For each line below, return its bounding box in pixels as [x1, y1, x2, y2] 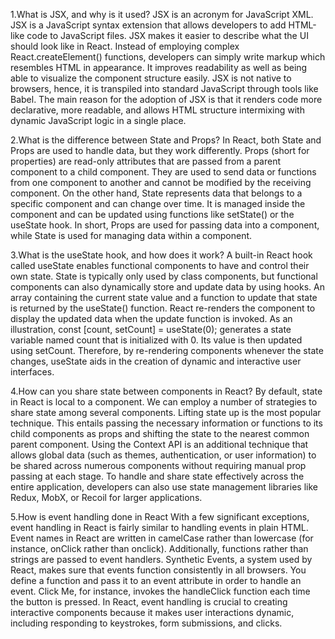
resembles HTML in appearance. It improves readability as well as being [10, 62, 308, 73]
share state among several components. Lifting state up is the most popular [10, 407, 322, 418]
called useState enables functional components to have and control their [10, 260, 310, 271]
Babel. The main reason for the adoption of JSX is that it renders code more [10, 94, 323, 105]
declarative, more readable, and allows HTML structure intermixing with [10, 104, 305, 116]
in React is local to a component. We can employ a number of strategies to [10, 396, 318, 408]
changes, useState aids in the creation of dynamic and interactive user [10, 355, 302, 367]
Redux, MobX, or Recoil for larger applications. [10, 492, 203, 503]
